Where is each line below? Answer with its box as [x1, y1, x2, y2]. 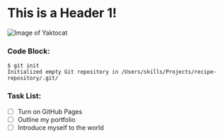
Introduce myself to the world [17, 123, 104, 132]
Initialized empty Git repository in [7, 69, 119, 76]
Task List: [7, 91, 42, 101]
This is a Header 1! [7, 5, 117, 21]
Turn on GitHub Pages [17, 107, 83, 116]
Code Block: [7, 46, 50, 56]
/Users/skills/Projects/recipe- [121, 69, 217, 76]
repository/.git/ [7, 74, 59, 82]
